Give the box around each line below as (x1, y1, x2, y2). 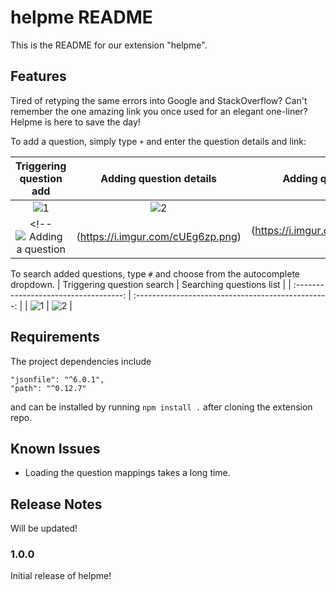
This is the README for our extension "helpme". (10, 39, 208, 51)
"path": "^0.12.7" (10, 383, 87, 393)
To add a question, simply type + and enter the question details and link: (10, 135, 307, 147)
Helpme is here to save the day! (10, 116, 141, 128)
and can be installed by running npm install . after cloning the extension (10, 401, 313, 413)
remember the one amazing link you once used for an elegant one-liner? (10, 105, 308, 117)
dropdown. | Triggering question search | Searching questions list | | (10, 278, 292, 290)
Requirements (10, 329, 100, 346)
